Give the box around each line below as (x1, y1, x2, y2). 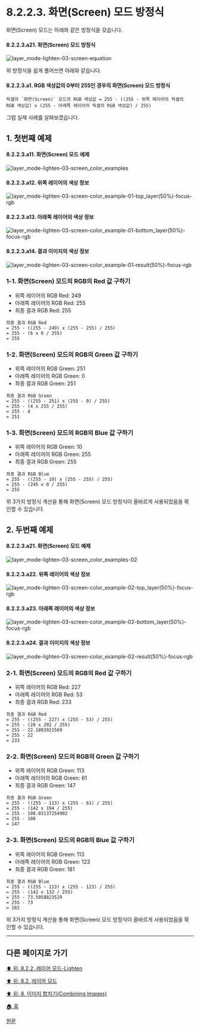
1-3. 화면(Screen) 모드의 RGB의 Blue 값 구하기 (6, 429, 134, 437)
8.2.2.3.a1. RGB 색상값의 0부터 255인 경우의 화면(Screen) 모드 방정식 (6, 82, 171, 89)
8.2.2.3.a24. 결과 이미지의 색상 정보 (6, 639, 90, 647)
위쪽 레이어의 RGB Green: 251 (14, 365, 86, 373)
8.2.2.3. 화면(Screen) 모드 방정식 (6, 5, 164, 19)
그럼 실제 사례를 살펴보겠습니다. (6, 114, 80, 121)
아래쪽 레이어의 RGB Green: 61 (14, 774, 87, 781)
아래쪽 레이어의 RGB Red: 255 (14, 299, 86, 306)
